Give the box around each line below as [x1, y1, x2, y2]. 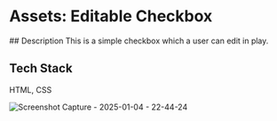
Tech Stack [9, 61, 73, 76]
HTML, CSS [9, 84, 52, 95]
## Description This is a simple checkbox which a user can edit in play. [9, 35, 269, 46]
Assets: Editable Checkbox [9, 6, 213, 26]
